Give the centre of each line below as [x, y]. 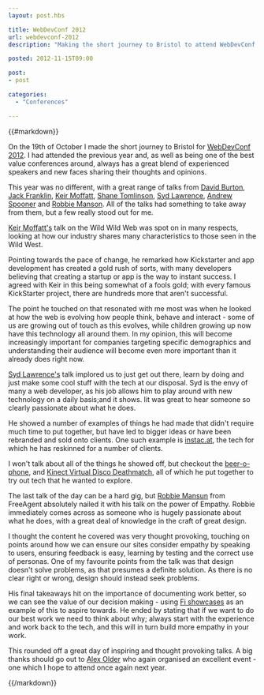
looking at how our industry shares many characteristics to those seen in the [132, 236]
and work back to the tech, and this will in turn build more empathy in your [129, 627]
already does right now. [46, 359]
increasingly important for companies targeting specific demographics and [130, 342]
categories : [28, 95]
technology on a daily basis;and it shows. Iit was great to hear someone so [129, 399]
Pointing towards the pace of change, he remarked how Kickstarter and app [131, 259]
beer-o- [237, 464]
